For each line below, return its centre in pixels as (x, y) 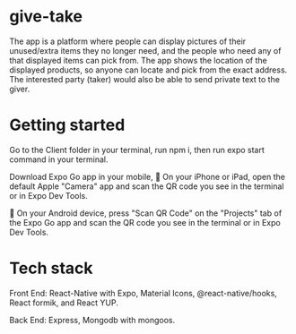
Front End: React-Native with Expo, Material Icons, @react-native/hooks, (144, 293)
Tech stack (51, 268)
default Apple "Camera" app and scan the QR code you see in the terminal (147, 186)
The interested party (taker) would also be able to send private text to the (145, 79)
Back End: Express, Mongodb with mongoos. (92, 320)
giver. (20, 89)
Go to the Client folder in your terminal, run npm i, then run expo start (137, 150)
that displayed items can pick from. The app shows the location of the (138, 60)
